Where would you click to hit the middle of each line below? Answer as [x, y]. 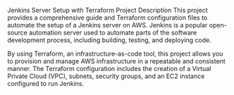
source [18, 32]
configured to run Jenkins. [46, 83]
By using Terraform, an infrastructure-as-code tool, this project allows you [115, 53]
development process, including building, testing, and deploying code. [109, 40]
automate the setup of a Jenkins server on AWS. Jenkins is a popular [107, 25]
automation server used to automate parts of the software [113, 32]
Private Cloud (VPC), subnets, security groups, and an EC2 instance [106, 76]
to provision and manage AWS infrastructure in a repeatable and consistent [116, 61]
